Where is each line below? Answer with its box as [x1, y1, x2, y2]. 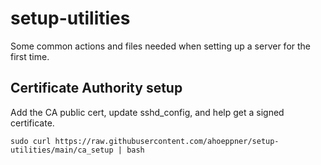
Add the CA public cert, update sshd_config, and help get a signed [10, 106, 285, 118]
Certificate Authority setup [10, 80, 183, 97]
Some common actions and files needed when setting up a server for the [10, 40, 312, 52]
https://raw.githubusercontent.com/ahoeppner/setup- [54, 136, 280, 146]
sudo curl [10, 136, 52, 146]
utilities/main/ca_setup [10, 145, 114, 155]
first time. [10, 50, 50, 62]
